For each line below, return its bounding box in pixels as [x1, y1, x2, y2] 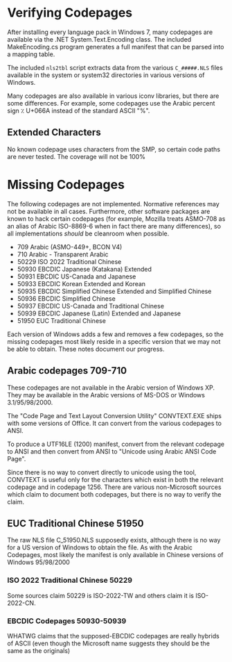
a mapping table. [7, 50, 55, 58]
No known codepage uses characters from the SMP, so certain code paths [7, 144, 220, 154]
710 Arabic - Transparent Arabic [17, 250, 109, 258]
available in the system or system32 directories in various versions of [7, 71, 205, 79]
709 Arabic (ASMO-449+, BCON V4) [17, 242, 123, 251]
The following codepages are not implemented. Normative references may [7, 199, 220, 208]
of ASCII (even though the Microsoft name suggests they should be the [7, 639, 210, 647]
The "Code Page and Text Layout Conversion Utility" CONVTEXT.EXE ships [7, 411, 222, 420]
